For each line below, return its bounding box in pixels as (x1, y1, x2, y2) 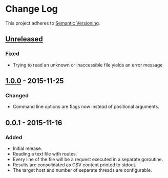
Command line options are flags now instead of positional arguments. (12, 103, 160, 110)
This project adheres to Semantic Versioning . (5, 20, 100, 26)
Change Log (5, 3, 58, 15)
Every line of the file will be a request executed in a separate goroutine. (12, 157, 163, 162)
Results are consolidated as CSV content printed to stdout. (12, 162, 137, 168)
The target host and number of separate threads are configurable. (12, 167, 152, 173)
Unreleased (5, 35, 44, 43)
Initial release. (12, 145, 43, 151)
